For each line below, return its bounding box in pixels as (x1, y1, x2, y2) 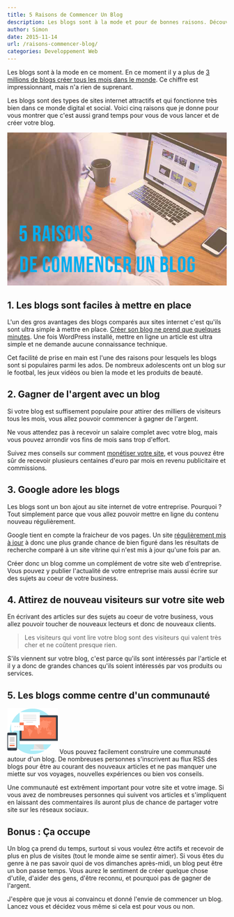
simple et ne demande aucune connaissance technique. (7, 340, 168, 349)
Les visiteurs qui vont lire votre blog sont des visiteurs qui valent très (24, 633, 221, 642)
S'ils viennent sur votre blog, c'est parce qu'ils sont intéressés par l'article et (7, 654, 227, 662)
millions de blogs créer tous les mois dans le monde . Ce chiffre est (7, 75, 198, 84)
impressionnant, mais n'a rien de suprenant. (7, 83, 134, 91)
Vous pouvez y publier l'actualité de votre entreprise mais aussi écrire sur (7, 566, 218, 575)
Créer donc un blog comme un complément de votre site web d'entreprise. (7, 559, 222, 568)
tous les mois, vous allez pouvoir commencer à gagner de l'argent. (7, 414, 198, 423)
